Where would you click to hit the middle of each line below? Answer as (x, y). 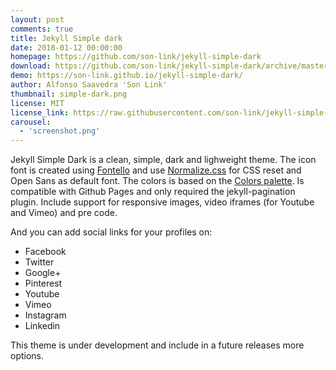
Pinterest (43, 283)
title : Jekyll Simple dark (66, 38)
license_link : (40, 112)
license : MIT (37, 103)
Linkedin (42, 326)
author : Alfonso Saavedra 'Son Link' (89, 85)
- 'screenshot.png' (60, 131)
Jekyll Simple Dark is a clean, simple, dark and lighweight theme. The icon (163, 160)
